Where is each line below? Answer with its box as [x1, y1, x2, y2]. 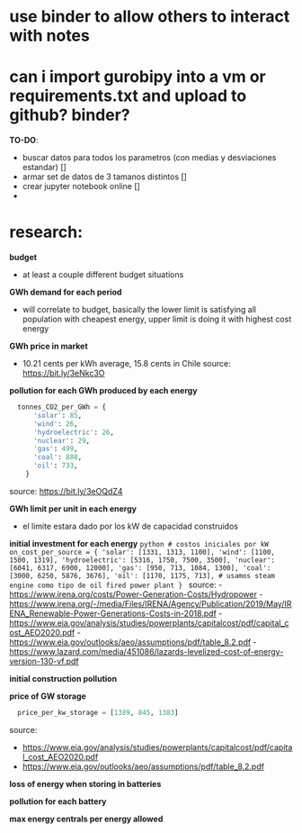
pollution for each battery [9, 795, 107, 807]
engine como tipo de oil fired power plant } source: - [9, 579, 223, 590]
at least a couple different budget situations [22, 269, 184, 280]
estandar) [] [22, 162, 67, 173]
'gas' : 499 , [32, 444, 78, 454]
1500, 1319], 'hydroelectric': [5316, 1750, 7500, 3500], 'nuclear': [9, 556, 276, 565]
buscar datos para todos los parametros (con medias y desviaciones [22, 152, 277, 163]
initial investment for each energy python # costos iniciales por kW [9, 538, 270, 548]
